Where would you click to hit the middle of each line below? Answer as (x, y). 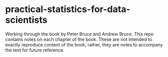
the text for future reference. (35, 50)
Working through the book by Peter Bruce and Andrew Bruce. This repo (79, 34)
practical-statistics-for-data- (68, 9)
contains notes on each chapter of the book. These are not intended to (79, 39)
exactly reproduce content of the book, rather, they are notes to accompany (84, 44)
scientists (26, 20)
